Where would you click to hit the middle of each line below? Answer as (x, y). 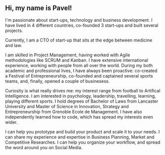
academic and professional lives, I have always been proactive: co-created (81, 71)
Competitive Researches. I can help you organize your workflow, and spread (83, 142)
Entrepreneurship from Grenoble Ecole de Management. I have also (74, 112)
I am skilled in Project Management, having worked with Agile (68, 55)
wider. (12, 122)
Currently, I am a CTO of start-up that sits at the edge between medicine (79, 40)
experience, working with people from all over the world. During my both (79, 65)
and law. (14, 45)
